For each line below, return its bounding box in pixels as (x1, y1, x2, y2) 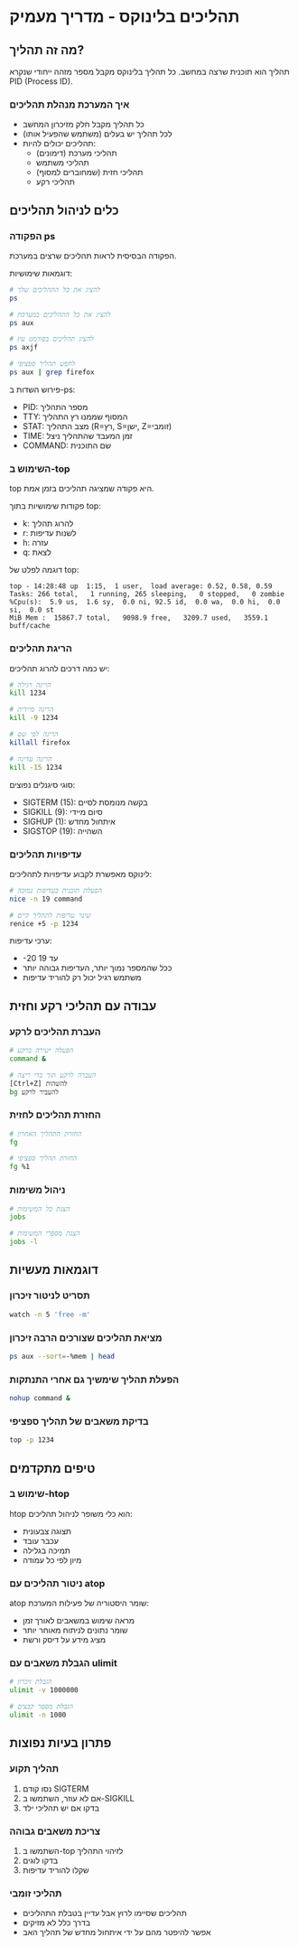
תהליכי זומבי (9, 1886, 62, 1899)
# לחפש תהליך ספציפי (9, 360, 76, 369)
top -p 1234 (9, 1436, 54, 1445)
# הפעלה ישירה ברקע (9, 1046, 74, 1055)
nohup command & (9, 1394, 70, 1403)
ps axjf (9, 343, 39, 352)
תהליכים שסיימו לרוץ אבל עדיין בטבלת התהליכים (22, 1908, 188, 1919)
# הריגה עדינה (9, 754, 52, 763)
